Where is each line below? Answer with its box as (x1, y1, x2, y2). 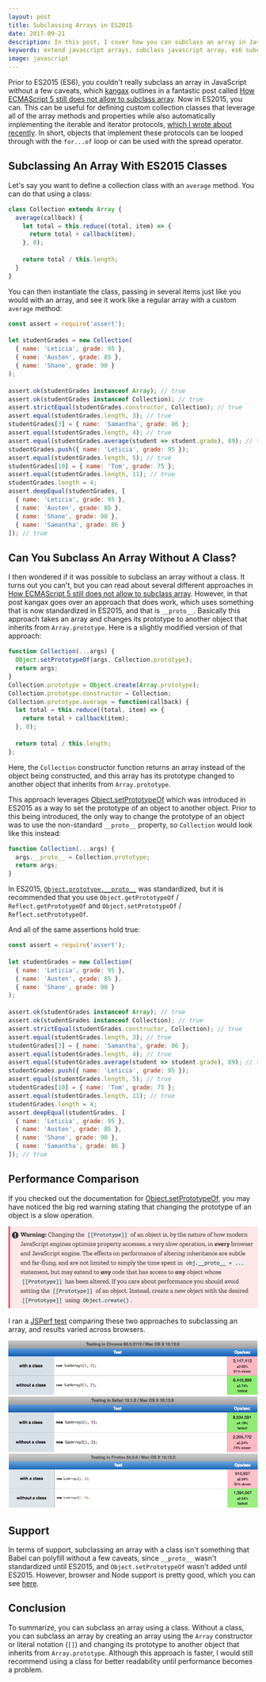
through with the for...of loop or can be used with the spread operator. (8, 137, 244, 146)
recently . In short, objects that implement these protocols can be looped (8, 128, 244, 137)
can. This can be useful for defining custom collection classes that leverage (8, 103, 256, 112)
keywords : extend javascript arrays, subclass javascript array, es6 (8, 46, 243, 55)
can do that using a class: (8, 189, 93, 198)
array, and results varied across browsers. (8, 1324, 146, 1334)
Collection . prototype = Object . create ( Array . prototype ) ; (8, 681, 200, 689)
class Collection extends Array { (8, 205, 123, 214)
